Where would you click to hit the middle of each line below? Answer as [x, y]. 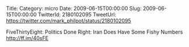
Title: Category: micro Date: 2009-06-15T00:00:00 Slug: [74, 8]
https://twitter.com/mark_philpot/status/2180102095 [69, 21]
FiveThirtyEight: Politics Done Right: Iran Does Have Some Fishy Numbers [94, 32]
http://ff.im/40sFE [27, 38]
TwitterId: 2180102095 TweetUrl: [77, 15]
